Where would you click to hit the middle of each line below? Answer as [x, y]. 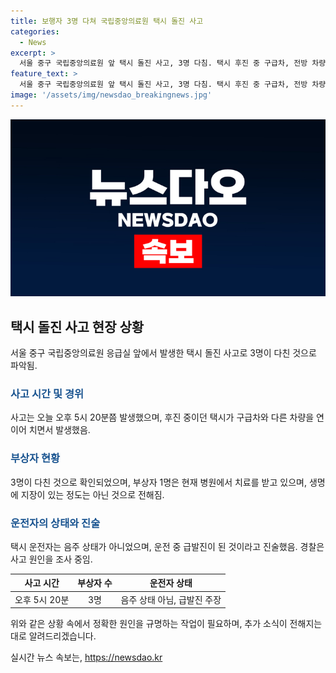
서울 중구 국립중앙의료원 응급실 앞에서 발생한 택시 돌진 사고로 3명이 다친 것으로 [163, 353]
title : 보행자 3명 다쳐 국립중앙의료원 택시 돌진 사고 [107, 21]
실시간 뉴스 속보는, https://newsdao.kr [86, 657]
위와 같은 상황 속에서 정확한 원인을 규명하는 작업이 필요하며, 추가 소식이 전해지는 [166, 624]
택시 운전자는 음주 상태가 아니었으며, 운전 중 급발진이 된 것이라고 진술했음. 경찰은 [167, 546]
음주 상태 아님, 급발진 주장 [171, 599]
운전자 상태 [171, 583]
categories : [35, 31]
